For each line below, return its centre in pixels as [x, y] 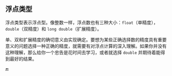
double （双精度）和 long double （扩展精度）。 [53, 29]
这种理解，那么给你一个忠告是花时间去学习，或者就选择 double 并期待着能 [83, 52]
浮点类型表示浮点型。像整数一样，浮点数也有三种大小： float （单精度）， [82, 22]
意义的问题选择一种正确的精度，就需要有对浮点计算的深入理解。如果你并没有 [86, 46]
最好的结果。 [23, 59]
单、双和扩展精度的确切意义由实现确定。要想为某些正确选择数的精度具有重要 [86, 39]
